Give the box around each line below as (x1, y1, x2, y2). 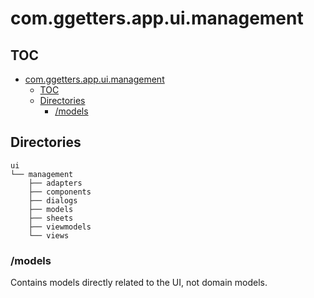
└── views (28, 230, 70, 241)
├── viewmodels (28, 222, 92, 232)
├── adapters (28, 178, 83, 188)
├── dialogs (28, 195, 78, 206)
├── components (28, 187, 92, 197)
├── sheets (28, 213, 74, 223)
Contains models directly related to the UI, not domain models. (10, 277, 268, 289)
